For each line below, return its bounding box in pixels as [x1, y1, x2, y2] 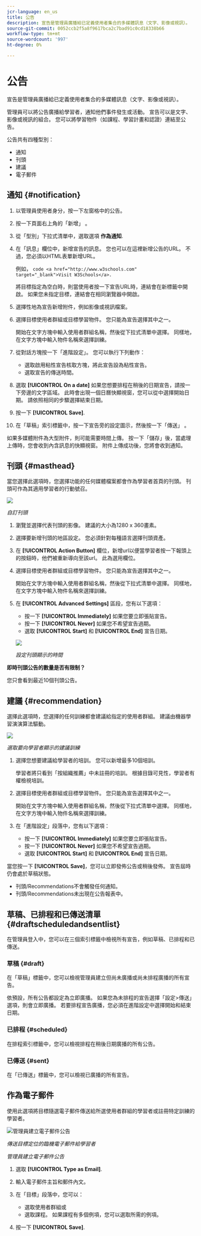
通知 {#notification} [7, 190, 81, 200]
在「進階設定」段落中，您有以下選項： [15, 822, 110, 829]
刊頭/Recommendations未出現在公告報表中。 [15, 890, 126, 897]
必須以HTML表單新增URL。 [31, 252, 99, 259]
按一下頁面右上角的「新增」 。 [15, 219, 91, 227]
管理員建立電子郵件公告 [7, 1153, 64, 1160]
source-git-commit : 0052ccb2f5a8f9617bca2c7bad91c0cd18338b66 [7, 25, 165, 32]
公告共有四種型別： [7, 135, 54, 143]
